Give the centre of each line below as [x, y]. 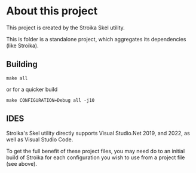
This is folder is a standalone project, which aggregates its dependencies [96, 39]
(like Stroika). [22, 45]
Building [22, 64]
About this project [52, 11]
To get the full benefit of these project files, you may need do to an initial [96, 151]
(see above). [22, 163]
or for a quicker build [32, 89]
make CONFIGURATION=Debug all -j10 [50, 100]
